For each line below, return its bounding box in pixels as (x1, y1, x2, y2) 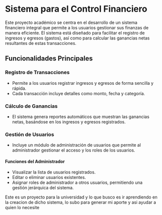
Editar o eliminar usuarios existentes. (12, 175, 86, 180)
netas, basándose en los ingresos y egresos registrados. (12, 118, 126, 125)
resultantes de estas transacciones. (5, 40, 77, 46)
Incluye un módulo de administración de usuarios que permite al (12, 142, 141, 148)
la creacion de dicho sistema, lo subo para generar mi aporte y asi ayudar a (5, 199, 157, 205)
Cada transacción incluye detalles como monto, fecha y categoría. (12, 90, 145, 96)
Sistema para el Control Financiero (5, 3, 147, 15)
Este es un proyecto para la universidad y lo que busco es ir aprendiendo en (5, 194, 158, 200)
